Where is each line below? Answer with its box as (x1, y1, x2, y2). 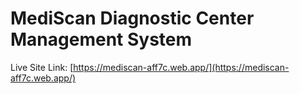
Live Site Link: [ (10, 61, 74, 73)
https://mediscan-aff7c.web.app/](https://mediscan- (73, 61, 290, 73)
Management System (10, 28, 193, 51)
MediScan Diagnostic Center (10, 7, 255, 30)
